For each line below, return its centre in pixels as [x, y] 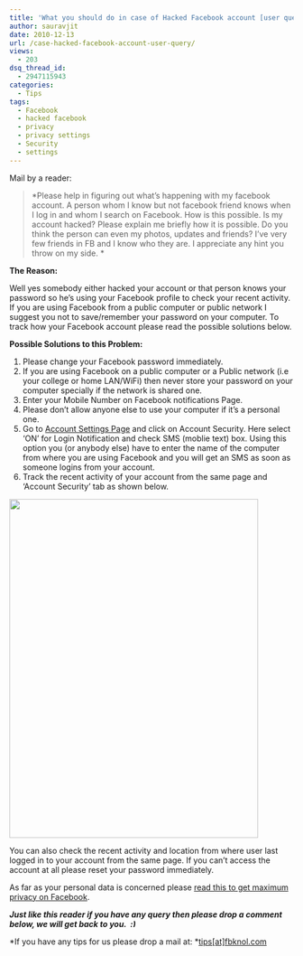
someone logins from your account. [88, 467]
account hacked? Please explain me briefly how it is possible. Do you [160, 224]
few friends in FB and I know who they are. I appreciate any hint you [157, 243]
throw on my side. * [68, 253]
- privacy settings [54, 136]
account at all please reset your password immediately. [112, 869]
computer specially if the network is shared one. [112, 390]
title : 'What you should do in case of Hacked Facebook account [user [145, 18]
